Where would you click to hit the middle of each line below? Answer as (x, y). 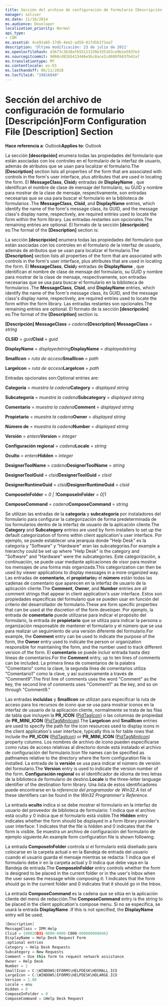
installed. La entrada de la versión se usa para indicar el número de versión (83, 763)
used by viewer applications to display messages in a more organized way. (82, 572)
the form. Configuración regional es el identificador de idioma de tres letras (84, 774)
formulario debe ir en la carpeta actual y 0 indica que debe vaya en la (77, 862)
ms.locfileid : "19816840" (32, 75)
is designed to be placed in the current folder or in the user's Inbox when (80, 873)
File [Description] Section (59, 132)
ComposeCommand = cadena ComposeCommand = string (67, 504)
